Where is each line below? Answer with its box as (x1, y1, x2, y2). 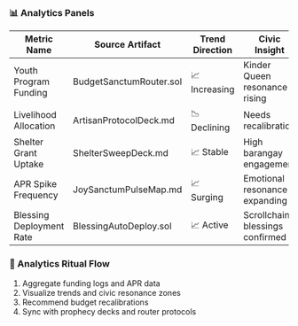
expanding (243, 195, 288, 207)
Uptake (13, 158, 44, 170)
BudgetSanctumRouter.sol (72, 75, 183, 88)
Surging (190, 190, 223, 203)
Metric (25, 33, 53, 45)
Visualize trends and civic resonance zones (21, 287, 182, 298)
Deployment (13, 220, 65, 232)
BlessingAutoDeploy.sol (72, 220, 172, 232)
